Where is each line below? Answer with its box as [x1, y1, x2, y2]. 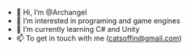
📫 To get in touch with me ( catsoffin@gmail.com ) [15, 33, 182, 43]
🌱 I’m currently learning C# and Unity [15, 25, 140, 33]
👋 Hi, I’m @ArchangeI [15, 8, 87, 17]
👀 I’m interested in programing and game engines [15, 16, 180, 25]
